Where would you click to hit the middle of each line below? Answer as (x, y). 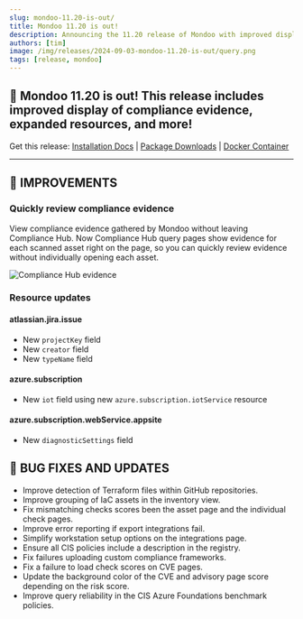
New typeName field (57, 358)
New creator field (55, 349)
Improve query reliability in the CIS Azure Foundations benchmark (145, 596)
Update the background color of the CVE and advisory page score (145, 576)
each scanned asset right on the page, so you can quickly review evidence (148, 247)
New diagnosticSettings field (78, 440)
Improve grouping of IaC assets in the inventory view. (121, 499)
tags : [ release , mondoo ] (56, 60)
